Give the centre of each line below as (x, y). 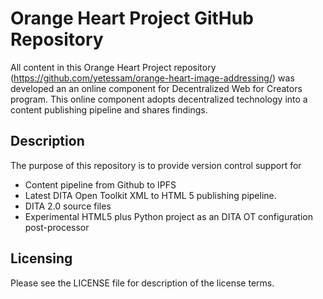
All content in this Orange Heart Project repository (113, 67)
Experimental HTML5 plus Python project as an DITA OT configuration (168, 216)
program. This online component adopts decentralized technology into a (159, 99)
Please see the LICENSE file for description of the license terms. (142, 283)
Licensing (41, 258)
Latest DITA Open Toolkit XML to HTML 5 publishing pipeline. (150, 195)
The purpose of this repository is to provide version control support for (156, 165)
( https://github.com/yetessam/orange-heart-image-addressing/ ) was (152, 78)
